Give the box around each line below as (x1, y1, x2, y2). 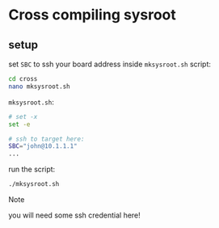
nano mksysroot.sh (8, 82, 70, 91)
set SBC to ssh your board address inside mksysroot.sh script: (8, 59, 212, 69)
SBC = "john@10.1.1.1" (8, 142, 78, 150)
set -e (8, 120, 31, 129)
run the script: (8, 164, 56, 175)
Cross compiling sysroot (8, 6, 176, 24)
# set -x (8, 112, 38, 120)
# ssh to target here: (8, 135, 85, 143)
